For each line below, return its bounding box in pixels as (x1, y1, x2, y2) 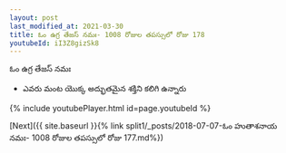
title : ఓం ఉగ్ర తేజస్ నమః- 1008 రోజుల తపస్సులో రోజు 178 (9, 30, 205, 39)
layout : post (9, 13, 59, 23)
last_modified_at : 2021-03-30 (9, 22, 124, 31)
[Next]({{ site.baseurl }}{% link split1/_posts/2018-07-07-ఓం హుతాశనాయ (9, 120, 278, 131)
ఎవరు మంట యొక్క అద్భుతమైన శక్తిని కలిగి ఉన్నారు (22, 83, 187, 94)
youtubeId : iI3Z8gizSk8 (9, 38, 100, 48)
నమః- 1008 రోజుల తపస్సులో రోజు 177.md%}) (9, 132, 164, 143)
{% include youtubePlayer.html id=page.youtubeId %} (9, 103, 212, 114)
